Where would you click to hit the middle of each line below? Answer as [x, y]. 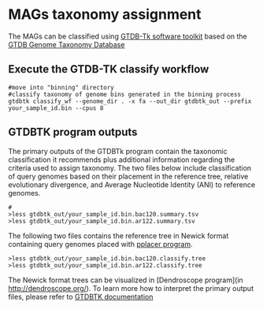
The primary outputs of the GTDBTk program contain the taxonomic [118, 151]
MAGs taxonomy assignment [105, 15]
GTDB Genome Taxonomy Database [67, 44]
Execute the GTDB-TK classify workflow [109, 70]
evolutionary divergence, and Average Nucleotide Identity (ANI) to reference [132, 184]
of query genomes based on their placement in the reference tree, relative [128, 176]
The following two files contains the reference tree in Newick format [119, 235]
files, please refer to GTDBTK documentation [81, 296]
